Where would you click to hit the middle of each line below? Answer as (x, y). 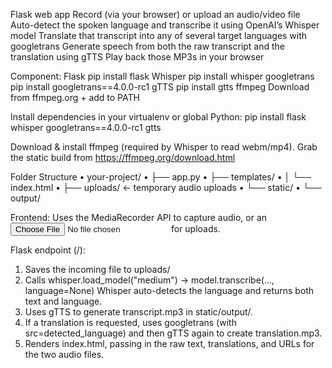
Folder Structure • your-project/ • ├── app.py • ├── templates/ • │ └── (161, 177)
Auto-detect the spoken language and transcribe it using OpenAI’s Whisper (165, 25)
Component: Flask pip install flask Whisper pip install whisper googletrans (162, 76)
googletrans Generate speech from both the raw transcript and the (148, 46)
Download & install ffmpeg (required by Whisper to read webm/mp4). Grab (164, 147)
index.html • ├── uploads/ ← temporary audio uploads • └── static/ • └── (166, 187)
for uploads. (195, 228)
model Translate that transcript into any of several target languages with (159, 35)
